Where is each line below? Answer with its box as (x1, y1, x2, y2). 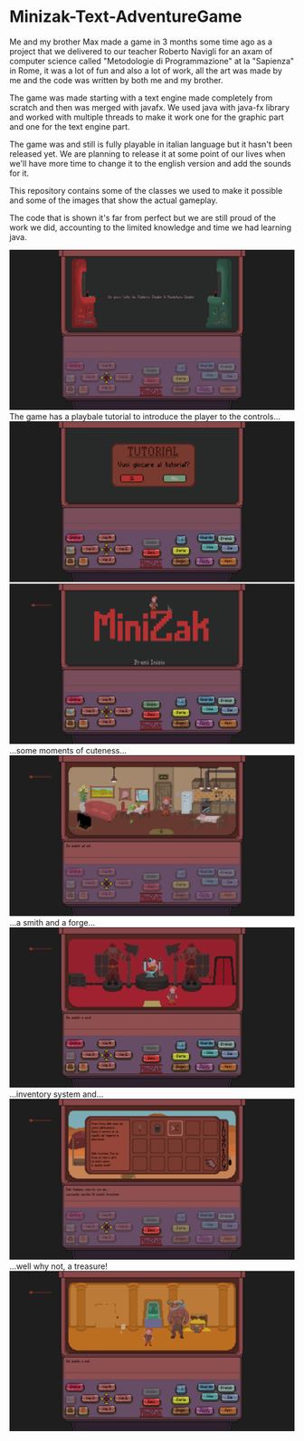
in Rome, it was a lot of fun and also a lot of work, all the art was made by (9, 65, 283, 76)
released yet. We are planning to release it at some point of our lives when (9, 148, 286, 159)
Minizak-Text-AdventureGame (9, 6, 242, 27)
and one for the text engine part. (9, 120, 130, 132)
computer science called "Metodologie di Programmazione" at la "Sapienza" (9, 55, 295, 66)
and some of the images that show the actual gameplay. (9, 195, 218, 206)
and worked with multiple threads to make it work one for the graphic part (9, 111, 285, 122)
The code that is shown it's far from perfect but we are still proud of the (9, 212, 277, 223)
